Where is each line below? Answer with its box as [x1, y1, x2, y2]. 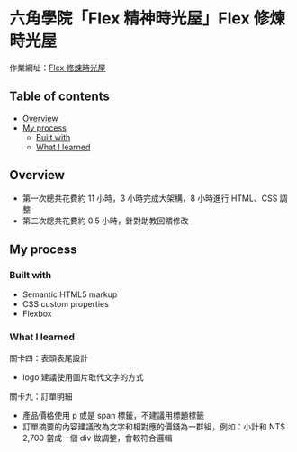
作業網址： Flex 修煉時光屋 [9, 62, 106, 73]
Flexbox [22, 308, 52, 320]
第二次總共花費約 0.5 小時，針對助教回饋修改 [22, 215, 189, 226]
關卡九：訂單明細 [9, 391, 73, 402]
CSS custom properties [22, 299, 110, 310]
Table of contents [9, 89, 110, 104]
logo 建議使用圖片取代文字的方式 [22, 371, 144, 383]
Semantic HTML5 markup [22, 289, 118, 300]
